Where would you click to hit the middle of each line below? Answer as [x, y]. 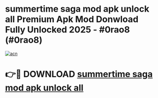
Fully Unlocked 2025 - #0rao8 [68, 30]
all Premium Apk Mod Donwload [72, 19]
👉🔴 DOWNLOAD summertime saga [79, 74]
